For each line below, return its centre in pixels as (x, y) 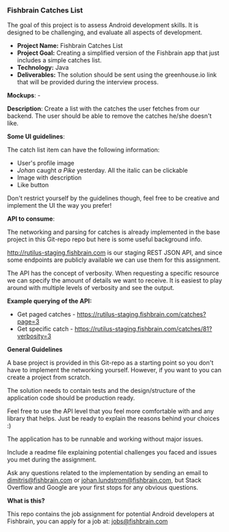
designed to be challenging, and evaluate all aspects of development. (105, 32)
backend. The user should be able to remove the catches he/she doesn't (109, 116)
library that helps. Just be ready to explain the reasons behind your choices (113, 419)
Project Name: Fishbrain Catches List (70, 46)
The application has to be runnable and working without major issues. (105, 439)
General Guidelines (35, 350)
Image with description (49, 178)
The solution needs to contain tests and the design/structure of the (102, 391)
